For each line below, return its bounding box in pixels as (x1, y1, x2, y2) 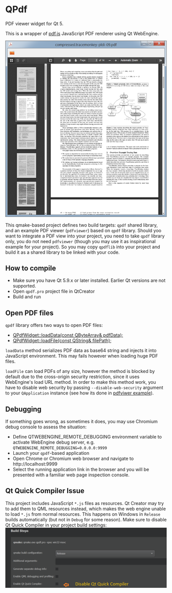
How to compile (5, 263, 56, 272)
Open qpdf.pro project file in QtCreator (12, 288, 95, 295)
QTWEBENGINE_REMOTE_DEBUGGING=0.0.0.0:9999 (12, 445, 107, 451)
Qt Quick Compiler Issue (5, 487, 84, 495)
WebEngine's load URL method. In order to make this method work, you (5, 379, 156, 385)
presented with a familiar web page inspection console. (12, 472, 130, 478)
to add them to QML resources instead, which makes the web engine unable (5, 506, 166, 512)
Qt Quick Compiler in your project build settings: (5, 522, 107, 528)
